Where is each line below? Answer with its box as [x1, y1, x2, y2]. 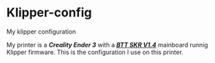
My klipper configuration [6, 27, 76, 36]
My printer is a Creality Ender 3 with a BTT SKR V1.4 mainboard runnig [6, 40, 209, 49]
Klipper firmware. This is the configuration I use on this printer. [6, 48, 183, 56]
